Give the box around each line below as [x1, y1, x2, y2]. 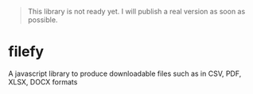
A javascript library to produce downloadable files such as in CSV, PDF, [8, 69, 242, 78]
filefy [8, 43, 45, 61]
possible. [27, 15, 58, 24]
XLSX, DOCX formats [8, 77, 78, 86]
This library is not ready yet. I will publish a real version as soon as [27, 7, 246, 16]
